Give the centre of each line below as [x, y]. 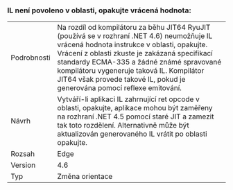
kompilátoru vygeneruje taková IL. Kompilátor [131, 71]
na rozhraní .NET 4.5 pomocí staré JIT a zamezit [136, 116]
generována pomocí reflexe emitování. [120, 88]
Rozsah [23, 154]
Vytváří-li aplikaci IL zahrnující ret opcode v [128, 99]
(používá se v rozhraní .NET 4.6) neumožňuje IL [135, 36]
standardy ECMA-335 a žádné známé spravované [139, 62]
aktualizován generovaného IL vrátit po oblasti [132, 134]
